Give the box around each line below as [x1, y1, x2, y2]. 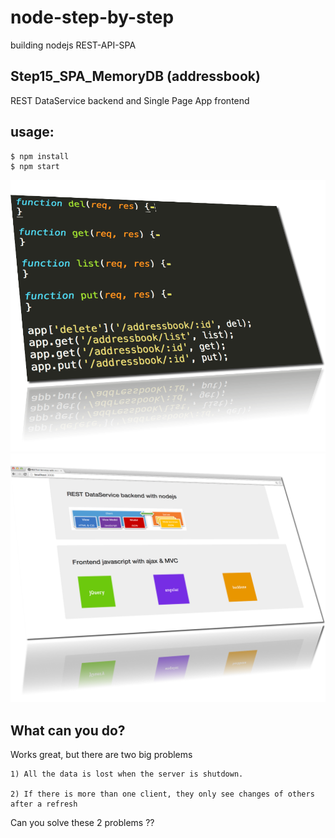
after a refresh [10, 799, 78, 810]
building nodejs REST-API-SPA [10, 39, 137, 51]
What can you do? [10, 722, 126, 739]
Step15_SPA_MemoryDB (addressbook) [10, 68, 261, 85]
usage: [10, 124, 55, 141]
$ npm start [10, 161, 60, 171]
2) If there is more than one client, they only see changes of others [10, 789, 315, 800]
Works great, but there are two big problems [10, 749, 193, 761]
